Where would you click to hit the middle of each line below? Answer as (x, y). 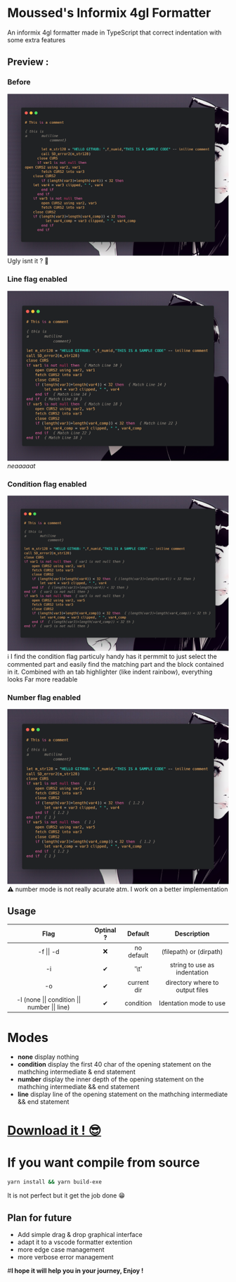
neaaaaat (21, 465)
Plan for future (40, 1218)
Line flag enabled (38, 279)
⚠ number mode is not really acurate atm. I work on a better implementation (118, 889)
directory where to (192, 982)
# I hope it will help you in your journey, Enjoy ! (76, 1271)
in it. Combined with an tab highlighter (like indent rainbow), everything (110, 672)
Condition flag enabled (47, 484)
